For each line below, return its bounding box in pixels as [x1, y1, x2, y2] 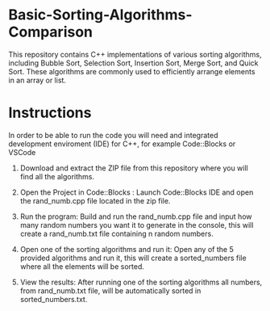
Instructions [8, 103, 92, 122]
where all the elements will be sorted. [19, 261, 145, 271]
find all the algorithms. [19, 171, 95, 181]
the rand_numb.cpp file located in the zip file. [19, 195, 171, 205]
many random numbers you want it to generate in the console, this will [19, 220, 254, 229]
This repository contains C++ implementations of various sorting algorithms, [8, 49, 262, 59]
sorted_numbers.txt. [19, 294, 88, 304]
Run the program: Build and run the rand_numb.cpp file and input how [19, 212, 252, 221]
